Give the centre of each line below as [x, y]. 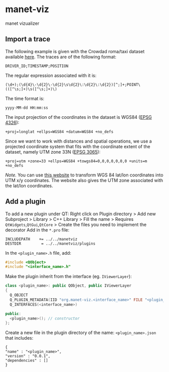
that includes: [19, 338]
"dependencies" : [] [27, 361]
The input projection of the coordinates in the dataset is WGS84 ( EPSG [78, 117]
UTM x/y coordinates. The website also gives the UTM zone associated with [84, 180]
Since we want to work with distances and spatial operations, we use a [78, 141]
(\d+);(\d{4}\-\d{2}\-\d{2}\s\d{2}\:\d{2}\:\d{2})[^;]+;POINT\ [73, 84]
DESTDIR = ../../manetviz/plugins [50, 244]
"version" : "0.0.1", [28, 356]
